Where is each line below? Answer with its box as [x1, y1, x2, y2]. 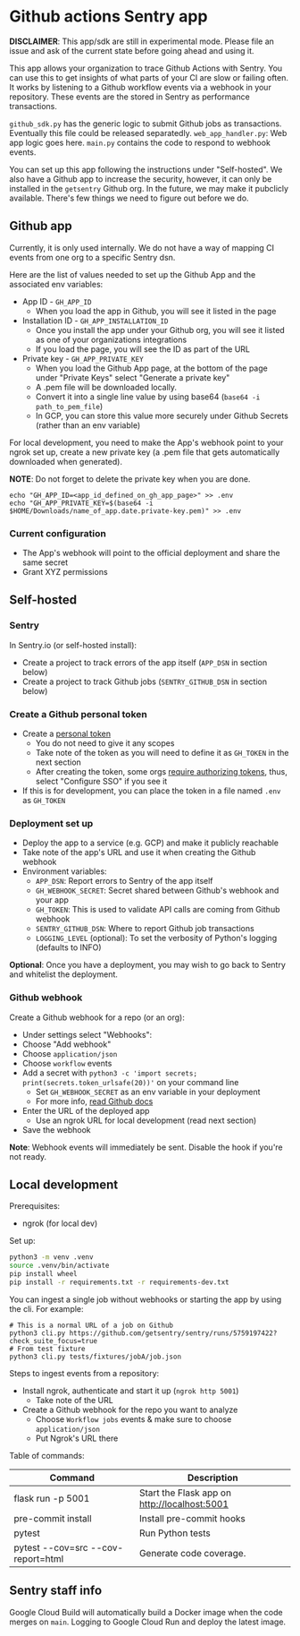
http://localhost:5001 [138, 1497, 229, 1510]
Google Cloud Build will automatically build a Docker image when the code [9, 1606, 283, 1617]
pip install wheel [9, 1270, 78, 1279]
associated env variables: [9, 278, 104, 289]
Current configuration [9, 527, 107, 539]
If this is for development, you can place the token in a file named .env [21, 785, 281, 796]
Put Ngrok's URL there [35, 1433, 119, 1443]
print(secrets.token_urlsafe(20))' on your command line [21, 1076, 239, 1087]
